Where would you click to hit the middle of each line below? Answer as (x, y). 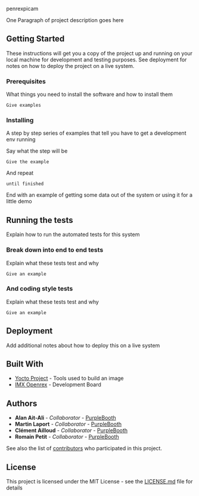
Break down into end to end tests (55, 250)
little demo (19, 201)
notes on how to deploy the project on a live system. (70, 66)
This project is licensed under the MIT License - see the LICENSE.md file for (99, 482)
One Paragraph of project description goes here (65, 20)
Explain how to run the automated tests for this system (73, 234)
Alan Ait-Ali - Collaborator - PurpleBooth (65, 418)
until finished (25, 184)
